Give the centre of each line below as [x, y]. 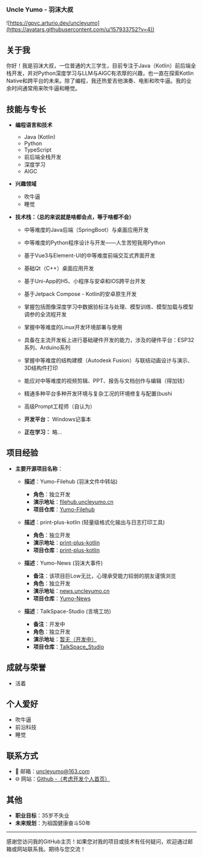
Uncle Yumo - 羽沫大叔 [40, 9]
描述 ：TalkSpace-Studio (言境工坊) [68, 611]
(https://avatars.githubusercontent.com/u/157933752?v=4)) [80, 30]
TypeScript [38, 150]
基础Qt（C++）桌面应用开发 [59, 268]
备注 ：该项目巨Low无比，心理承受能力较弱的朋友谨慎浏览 [105, 575]
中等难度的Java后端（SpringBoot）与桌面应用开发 [86, 229]
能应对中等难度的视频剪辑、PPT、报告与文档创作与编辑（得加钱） [106, 380]
